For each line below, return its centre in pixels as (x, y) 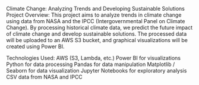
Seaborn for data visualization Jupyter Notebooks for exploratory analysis (97, 70)
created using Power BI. (35, 46)
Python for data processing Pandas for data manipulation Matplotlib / (91, 64)
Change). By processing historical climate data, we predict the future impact (99, 27)
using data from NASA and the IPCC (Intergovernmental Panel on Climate (96, 21)
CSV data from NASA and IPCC (45, 77)
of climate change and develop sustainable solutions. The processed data (97, 34)
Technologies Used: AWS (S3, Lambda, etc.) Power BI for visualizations (94, 58)
